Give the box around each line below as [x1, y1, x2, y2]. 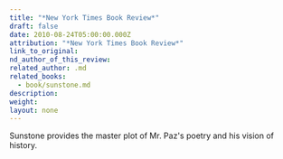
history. [9, 140, 38, 151]
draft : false [9, 22, 59, 31]
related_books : [9, 72, 67, 81]
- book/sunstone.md [17, 80, 91, 89]
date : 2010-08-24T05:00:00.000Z [9, 30, 131, 39]
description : [9, 89, 59, 98]
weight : [9, 97, 39, 107]
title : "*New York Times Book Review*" [9, 13, 160, 23]
